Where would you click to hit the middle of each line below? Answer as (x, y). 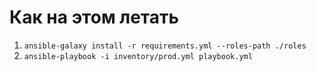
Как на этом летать (94, 17)
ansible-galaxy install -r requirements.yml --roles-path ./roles (165, 46)
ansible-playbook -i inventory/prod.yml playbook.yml (138, 56)
